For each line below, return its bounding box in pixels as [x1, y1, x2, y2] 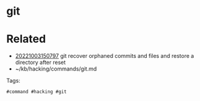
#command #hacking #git [6, 89, 67, 95]
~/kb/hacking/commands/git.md [15, 65, 97, 72]
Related [6, 32, 46, 46]
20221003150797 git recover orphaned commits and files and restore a [15, 52, 194, 60]
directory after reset [15, 59, 66, 66]
